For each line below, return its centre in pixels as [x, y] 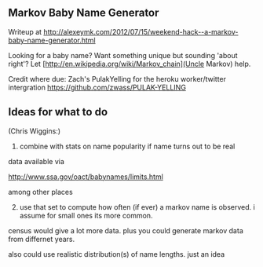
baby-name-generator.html [52, 40]
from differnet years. [42, 239]
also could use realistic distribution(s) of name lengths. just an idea [117, 254]
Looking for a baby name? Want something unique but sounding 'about [123, 55]
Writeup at [25, 31]
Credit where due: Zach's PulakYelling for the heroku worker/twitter [117, 79]
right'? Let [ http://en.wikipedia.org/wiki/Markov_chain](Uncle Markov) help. [130, 64]
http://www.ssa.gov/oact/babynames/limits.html [86, 177]
